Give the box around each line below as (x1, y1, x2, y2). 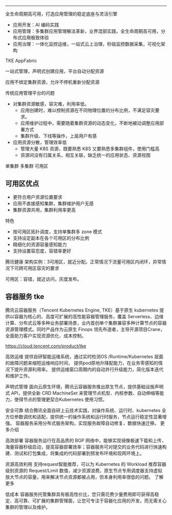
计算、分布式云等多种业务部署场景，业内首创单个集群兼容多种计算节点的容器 (5, 320, 167, 326)
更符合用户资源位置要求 (12, 194, 62, 200)
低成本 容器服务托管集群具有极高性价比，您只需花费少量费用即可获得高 (5, 491, 155, 497)
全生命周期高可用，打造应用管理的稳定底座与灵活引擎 (5, 11, 118, 17)
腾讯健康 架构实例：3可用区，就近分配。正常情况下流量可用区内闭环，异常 (5, 258, 162, 264)
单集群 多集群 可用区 (5, 163, 49, 169)
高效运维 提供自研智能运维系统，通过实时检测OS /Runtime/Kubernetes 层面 (5, 353, 164, 359)
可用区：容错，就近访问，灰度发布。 (5, 276, 82, 282)
